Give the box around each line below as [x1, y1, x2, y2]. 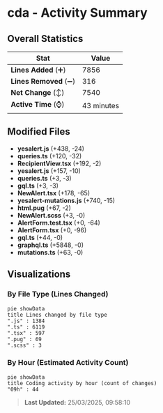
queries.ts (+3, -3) [17, 174, 72, 182]
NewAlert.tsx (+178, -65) [17, 188, 91, 197]
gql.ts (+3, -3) [17, 181, 59, 190]
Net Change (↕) [10, 88, 65, 97]
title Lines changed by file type [7, 311, 108, 318]
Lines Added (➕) [10, 65, 66, 75]
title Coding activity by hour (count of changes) [7, 380, 157, 386]
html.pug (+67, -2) [17, 204, 72, 212]
